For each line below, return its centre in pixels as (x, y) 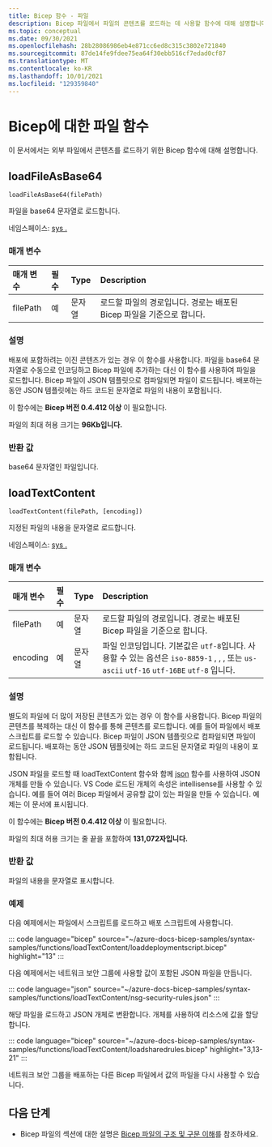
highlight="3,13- (236, 1050)
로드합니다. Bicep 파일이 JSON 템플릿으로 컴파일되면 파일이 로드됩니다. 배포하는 (136, 380)
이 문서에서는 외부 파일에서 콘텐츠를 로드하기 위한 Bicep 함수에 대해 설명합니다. (133, 150)
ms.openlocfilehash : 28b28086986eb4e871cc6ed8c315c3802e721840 (117, 46)
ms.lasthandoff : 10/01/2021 (56, 76)
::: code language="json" (50, 989)
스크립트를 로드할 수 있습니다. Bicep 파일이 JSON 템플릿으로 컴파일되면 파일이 (132, 736)
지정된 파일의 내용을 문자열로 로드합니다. (72, 527)
